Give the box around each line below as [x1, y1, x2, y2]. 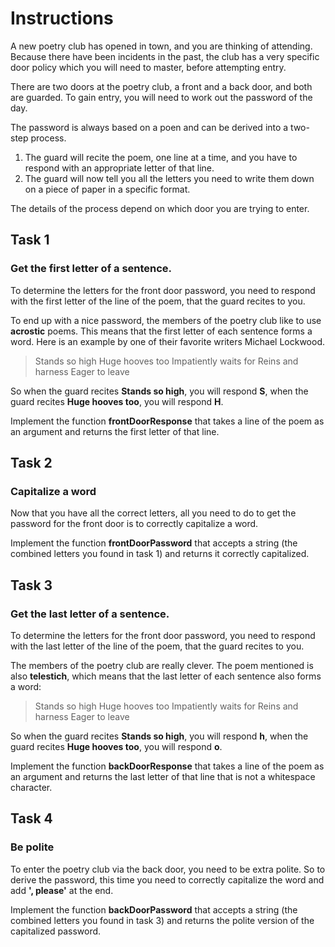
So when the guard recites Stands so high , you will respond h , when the [10, 730, 309, 742]
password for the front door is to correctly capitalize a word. [10, 518, 259, 530]
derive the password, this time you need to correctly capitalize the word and [10, 873, 325, 886]
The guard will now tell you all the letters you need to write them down [24, 172, 315, 184]
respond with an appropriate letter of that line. [24, 162, 215, 174]
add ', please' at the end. [10, 884, 114, 896]
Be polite [10, 840, 55, 854]
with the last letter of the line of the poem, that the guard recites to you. [10, 640, 305, 652]
